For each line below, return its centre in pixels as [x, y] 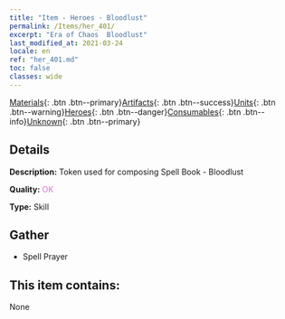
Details [29, 150]
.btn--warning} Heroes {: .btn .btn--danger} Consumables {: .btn [125, 112]
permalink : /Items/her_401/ [62, 26]
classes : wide [36, 77]
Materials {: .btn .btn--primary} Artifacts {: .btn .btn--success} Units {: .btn [142, 102]
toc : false [30, 69]
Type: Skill [29, 206]
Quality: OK [32, 189]
